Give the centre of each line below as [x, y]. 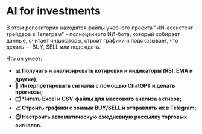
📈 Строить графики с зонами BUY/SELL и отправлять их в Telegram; [106, 108]
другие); [26, 79]
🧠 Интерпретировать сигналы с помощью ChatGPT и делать [95, 85]
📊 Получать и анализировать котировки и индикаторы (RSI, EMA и [104, 70]
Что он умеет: [24, 58]
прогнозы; [29, 92]
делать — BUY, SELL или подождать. [54, 47]
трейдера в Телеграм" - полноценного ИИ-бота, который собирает [93, 34]
